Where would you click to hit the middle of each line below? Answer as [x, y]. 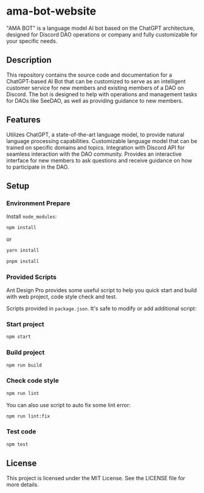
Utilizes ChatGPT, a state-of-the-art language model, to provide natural [95, 135]
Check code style [33, 380]
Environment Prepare [38, 203]
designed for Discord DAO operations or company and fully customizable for [102, 34]
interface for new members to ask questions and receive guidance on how [99, 160]
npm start [19, 337]
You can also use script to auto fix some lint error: [69, 405]
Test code [21, 432]
